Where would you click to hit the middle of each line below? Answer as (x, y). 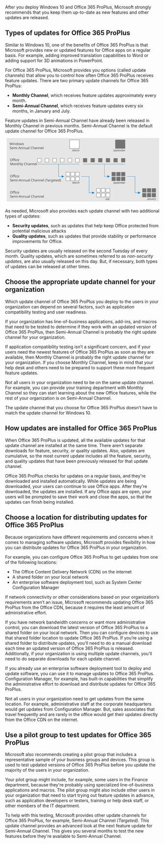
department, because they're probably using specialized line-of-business (79, 785)
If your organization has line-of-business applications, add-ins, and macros (81, 321)
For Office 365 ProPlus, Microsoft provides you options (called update (76, 70)
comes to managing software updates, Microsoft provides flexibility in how (80, 542)
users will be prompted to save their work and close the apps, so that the (79, 497)
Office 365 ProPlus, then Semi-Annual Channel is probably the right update (81, 332)
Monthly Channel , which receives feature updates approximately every (84, 95)
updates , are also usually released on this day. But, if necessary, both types (81, 261)
